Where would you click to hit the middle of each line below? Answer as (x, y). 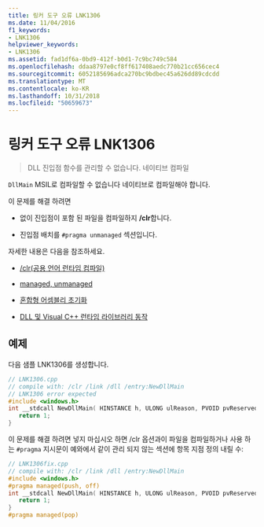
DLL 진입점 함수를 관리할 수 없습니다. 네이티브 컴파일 (108, 168)
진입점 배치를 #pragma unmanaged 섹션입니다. (88, 235)
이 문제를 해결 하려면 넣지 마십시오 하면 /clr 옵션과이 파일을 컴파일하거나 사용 (126, 439)
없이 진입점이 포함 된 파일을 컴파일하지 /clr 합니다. (95, 218)
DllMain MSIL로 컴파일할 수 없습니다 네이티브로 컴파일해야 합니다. (109, 185)
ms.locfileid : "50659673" (50, 103)
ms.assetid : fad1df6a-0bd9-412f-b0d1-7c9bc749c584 (93, 60)
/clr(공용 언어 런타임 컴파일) (62, 268)
